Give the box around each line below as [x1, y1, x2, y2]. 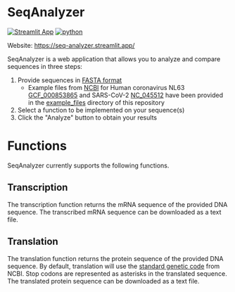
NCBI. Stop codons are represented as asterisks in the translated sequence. [7, 269, 227, 278]
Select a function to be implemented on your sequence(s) [17, 106, 185, 114]
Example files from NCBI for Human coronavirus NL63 [27, 83, 185, 91]
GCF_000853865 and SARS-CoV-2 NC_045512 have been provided [27, 91, 224, 99]
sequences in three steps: [7, 62, 83, 70]
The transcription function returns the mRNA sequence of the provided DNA [7, 200, 228, 208]
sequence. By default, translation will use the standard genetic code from [7, 262, 220, 270]
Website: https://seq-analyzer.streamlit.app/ [7, 41, 135, 49]
